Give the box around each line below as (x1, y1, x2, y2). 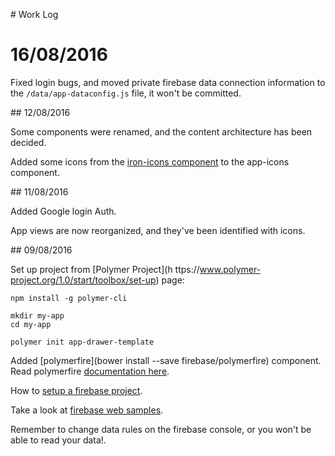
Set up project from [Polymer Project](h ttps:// (10, 263, 200, 275)
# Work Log (10, 9, 59, 20)
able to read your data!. (10, 434, 107, 446)
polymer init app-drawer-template (10, 337, 155, 347)
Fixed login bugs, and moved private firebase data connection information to (10, 76, 326, 88)
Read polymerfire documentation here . (10, 365, 170, 377)
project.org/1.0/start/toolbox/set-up (10, 274, 157, 286)
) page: (155, 274, 185, 286)
